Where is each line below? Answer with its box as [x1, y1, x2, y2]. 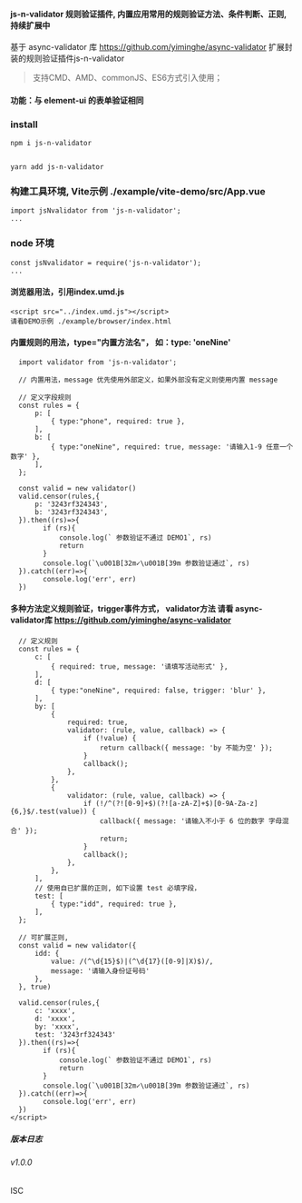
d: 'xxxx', [34, 1014, 76, 1024]
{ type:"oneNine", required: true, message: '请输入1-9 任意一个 [50, 442, 294, 452]
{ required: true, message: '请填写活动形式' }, [50, 662, 229, 671]
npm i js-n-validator [10, 139, 93, 148]
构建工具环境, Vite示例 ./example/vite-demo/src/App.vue [10, 185, 266, 198]
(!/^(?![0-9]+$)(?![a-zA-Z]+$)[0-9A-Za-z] [95, 800, 258, 809]
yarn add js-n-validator [10, 163, 104, 172]
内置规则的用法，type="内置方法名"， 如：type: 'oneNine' [10, 337, 231, 348]
